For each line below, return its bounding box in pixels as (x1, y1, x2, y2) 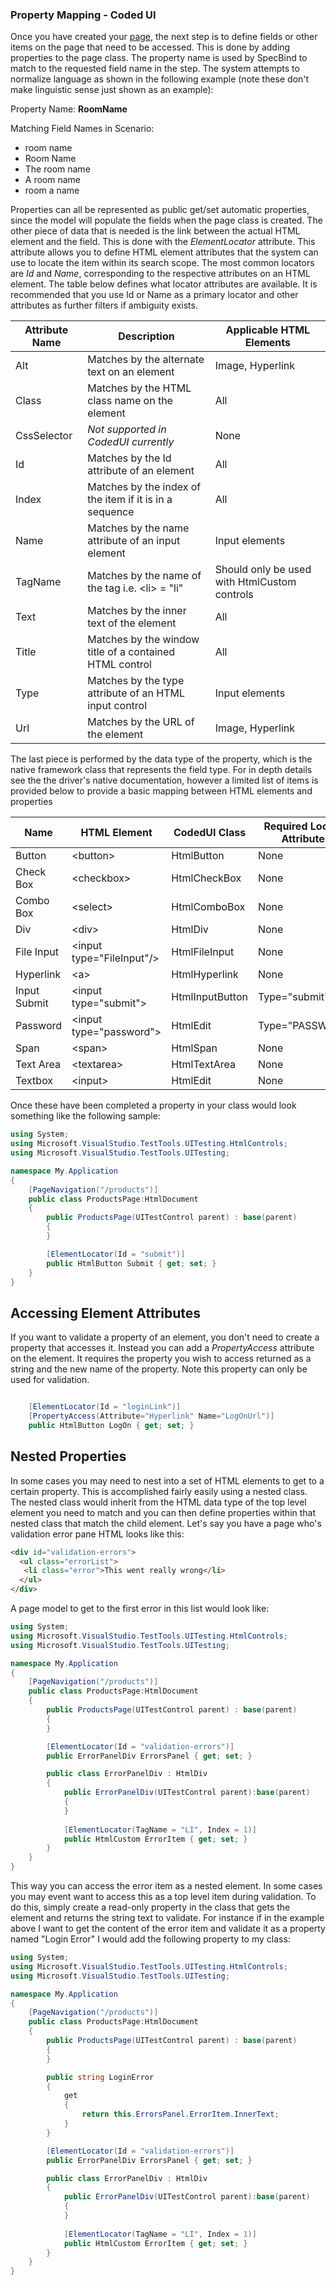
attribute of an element (87, 464, 195, 478)
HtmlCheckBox (171, 871, 242, 885)
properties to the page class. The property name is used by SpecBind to (10, 52, 308, 64)
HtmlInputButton (171, 990, 248, 1004)
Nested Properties (10, 1448, 127, 1465)
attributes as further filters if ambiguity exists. (10, 299, 198, 312)
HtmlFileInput (171, 945, 235, 959)
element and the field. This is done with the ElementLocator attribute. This (10, 236, 316, 248)
